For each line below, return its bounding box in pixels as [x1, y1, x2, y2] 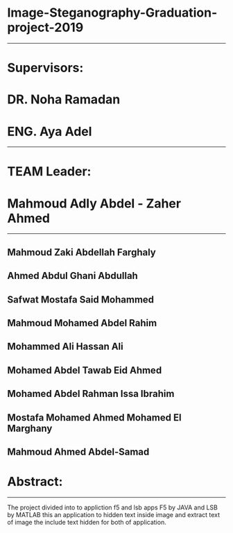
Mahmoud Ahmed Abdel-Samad [7, 446, 150, 457]
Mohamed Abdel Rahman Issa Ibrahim [7, 388, 175, 400]
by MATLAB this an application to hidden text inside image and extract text [7, 510, 221, 518]
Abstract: [7, 474, 63, 490]
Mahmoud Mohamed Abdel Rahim [7, 317, 157, 329]
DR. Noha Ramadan [7, 92, 121, 108]
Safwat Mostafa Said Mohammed [7, 294, 155, 305]
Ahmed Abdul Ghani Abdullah [7, 270, 139, 282]
